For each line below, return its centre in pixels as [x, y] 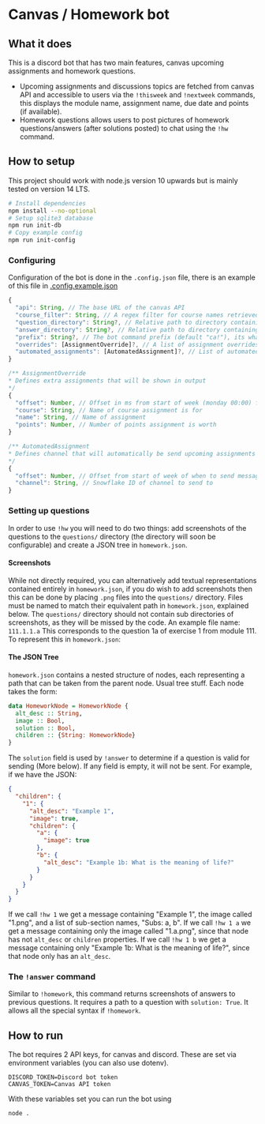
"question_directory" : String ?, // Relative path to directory [121, 322]
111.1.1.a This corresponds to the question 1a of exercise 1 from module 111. [132, 630]
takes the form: [33, 691]
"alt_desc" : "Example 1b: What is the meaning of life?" [139, 863]
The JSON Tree [34, 657]
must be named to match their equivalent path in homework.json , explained [129, 605]
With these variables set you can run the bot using [90, 1099]
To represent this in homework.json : [64, 639]
